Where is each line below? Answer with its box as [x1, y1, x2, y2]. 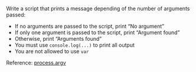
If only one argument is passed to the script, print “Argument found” [14, 29, 180, 36]
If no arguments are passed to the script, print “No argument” [14, 23, 164, 30]
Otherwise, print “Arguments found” [14, 35, 102, 42]
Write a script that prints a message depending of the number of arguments [6, 5, 190, 12]
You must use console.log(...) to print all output [14, 41, 135, 48]
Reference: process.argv [6, 59, 66, 66]
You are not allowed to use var [14, 48, 89, 55]
